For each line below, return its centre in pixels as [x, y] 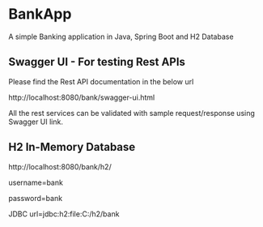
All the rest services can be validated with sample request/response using [131, 113]
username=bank [36, 182]
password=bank [36, 198]
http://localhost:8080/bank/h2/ [60, 166]
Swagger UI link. [36, 122]
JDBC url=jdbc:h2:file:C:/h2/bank [64, 214]
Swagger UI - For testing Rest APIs [97, 62]
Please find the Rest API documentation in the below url [101, 81]
